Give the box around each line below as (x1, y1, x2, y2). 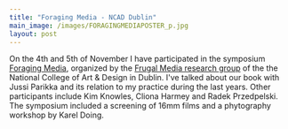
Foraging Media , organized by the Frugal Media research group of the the (9, 63, 278, 73)
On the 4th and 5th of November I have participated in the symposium (9, 54, 266, 64)
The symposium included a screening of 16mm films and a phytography (9, 101, 271, 111)
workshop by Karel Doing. (9, 110, 105, 120)
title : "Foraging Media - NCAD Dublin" (9, 12, 157, 22)
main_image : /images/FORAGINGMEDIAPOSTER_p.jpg (9, 21, 189, 30)
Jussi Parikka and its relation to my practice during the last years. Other (9, 81, 271, 93)
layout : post (9, 29, 58, 38)
